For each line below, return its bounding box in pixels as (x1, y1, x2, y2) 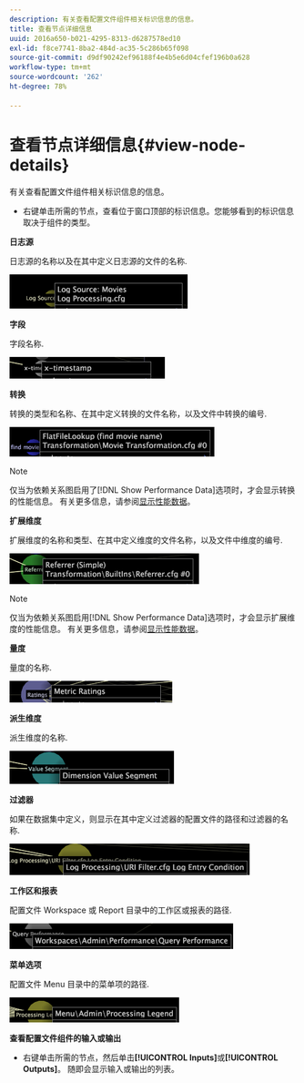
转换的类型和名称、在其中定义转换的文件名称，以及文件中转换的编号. (9, 408, 268, 419)
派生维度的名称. (9, 731, 68, 742)
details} (9, 155, 70, 175)
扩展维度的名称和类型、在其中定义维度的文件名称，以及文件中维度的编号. (9, 534, 284, 546)
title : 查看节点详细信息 (9, 24, 93, 34)
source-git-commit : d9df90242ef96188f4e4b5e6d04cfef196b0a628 (9, 53, 250, 63)
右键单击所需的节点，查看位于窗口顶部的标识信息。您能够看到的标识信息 (22, 205, 294, 216)
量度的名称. (9, 661, 53, 673)
